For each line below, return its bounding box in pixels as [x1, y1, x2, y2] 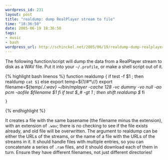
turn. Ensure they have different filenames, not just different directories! [5, 149, 152, 155]
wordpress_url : [5, 44, 37, 49]
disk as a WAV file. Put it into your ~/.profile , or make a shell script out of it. [5, 63, 163, 69]
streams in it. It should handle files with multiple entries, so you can [5, 138, 144, 144]
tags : [5, 30, 16, 35]
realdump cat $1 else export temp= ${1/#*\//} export [5, 78, 112, 84]
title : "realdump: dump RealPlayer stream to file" [5, 16, 115, 21]
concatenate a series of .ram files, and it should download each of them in [5, 143, 158, 150]
